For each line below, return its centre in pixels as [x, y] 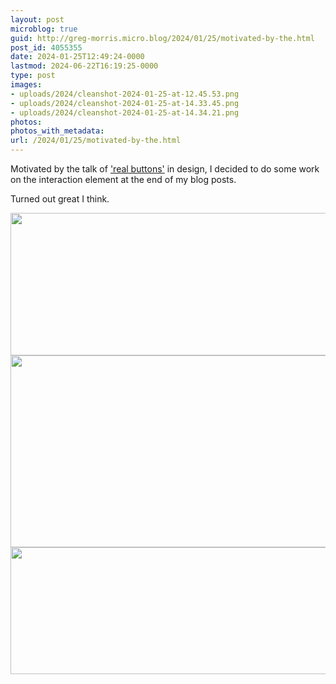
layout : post [37, 19]
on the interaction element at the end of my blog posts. [123, 179]
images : [26, 85]
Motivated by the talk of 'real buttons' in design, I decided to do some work [165, 169]
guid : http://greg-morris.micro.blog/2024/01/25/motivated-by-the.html [162, 38]
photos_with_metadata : [57, 131]
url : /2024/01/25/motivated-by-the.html [96, 141]
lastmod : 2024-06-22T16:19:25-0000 [84, 66]
